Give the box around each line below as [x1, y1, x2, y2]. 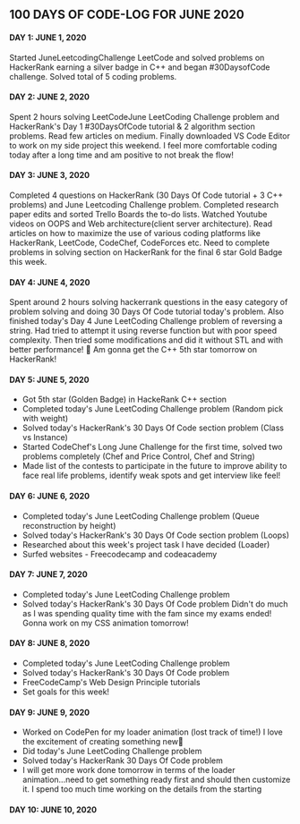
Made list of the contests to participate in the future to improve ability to [21, 461, 287, 471]
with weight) [21, 413, 69, 424]
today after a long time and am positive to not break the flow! [9, 149, 235, 160]
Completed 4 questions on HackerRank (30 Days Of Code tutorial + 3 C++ [9, 190, 284, 200]
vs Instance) [21, 432, 69, 443]
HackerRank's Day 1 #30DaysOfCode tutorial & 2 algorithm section [9, 121, 255, 132]
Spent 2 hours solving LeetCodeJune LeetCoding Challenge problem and [9, 111, 280, 122]
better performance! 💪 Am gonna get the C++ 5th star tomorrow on [9, 344, 258, 355]
